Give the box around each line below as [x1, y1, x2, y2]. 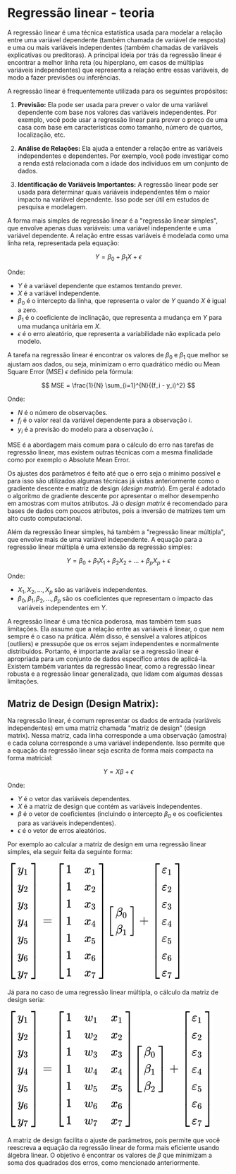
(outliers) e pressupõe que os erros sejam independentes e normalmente [7, 640, 220, 648]
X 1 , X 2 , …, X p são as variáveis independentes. [17, 585, 148, 595]
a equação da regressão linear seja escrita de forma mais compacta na [7, 746, 213, 755]
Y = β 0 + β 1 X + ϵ [94, 252, 142, 262]
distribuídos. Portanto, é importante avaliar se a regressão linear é [7, 647, 199, 656]
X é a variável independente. [17, 289, 101, 297]
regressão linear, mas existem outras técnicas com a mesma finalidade [7, 447, 213, 456]
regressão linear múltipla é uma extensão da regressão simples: [7, 543, 192, 551]
